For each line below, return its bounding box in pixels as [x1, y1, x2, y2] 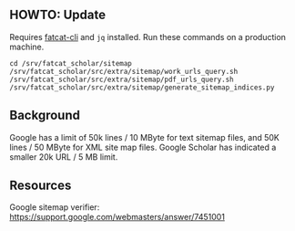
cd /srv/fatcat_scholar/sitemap [9, 58, 132, 68]
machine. [9, 41, 45, 52]
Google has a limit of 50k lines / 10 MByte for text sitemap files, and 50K [9, 131, 280, 142]
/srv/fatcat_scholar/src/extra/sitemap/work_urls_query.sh [9, 67, 239, 76]
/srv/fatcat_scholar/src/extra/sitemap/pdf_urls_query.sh [9, 75, 234, 84]
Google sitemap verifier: [9, 202, 100, 213]
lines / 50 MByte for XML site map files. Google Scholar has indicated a [9, 142, 277, 152]
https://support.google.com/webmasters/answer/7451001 [9, 212, 226, 223]
